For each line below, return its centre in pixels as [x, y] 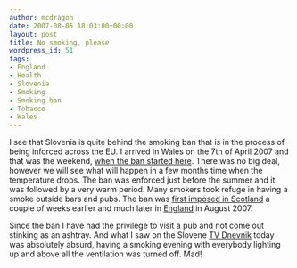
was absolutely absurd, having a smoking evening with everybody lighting [145, 245]
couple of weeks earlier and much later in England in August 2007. [131, 208]
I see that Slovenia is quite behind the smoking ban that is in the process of [147, 142]
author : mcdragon [41, 17]
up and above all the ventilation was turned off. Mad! [106, 254]
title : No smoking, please [59, 42]
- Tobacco [28, 109]
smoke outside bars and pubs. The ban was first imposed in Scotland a [140, 199]
